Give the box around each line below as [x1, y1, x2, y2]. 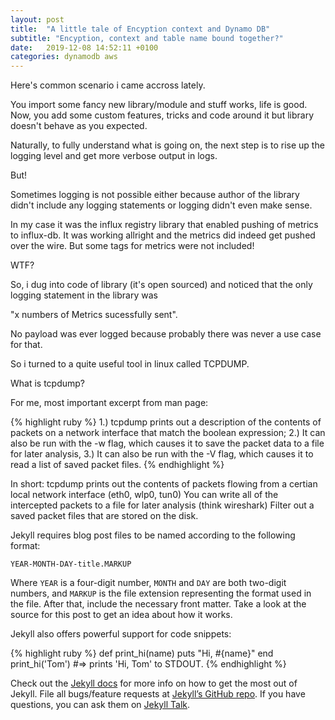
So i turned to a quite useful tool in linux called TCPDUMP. [10, 358, 250, 370]
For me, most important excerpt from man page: [10, 397, 209, 409]
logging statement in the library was [10, 289, 158, 301]
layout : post [10, 14, 65, 25]
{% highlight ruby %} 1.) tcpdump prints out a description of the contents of [10, 416, 322, 428]
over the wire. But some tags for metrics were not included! [10, 240, 255, 252]
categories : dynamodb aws [10, 52, 118, 62]
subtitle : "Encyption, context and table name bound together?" [10, 33, 284, 43]
